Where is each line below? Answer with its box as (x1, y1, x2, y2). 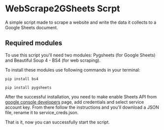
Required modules (5, 39, 63, 47)
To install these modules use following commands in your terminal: (5, 67, 140, 73)
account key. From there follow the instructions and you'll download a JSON (5, 104, 159, 110)
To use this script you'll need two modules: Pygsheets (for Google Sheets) (5, 52, 156, 58)
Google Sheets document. (5, 24, 58, 30)
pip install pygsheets (5, 85, 52, 90)
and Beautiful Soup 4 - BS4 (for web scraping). (5, 57, 101, 63)
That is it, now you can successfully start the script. (5, 119, 110, 125)
